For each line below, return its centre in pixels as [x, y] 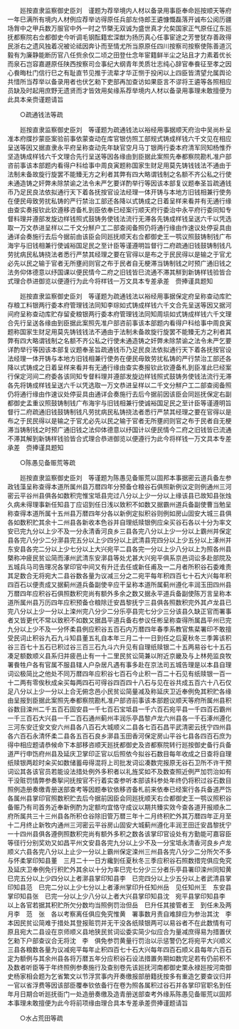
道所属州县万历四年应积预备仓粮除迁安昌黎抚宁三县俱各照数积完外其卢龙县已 [119, 602]
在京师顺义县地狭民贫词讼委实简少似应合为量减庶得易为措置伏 [141, 932]
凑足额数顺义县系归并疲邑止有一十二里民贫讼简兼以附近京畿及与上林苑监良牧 [119, 656]
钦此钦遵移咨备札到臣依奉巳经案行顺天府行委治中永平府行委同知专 [135, 210]
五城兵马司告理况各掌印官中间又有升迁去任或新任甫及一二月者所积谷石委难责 [119, 567]
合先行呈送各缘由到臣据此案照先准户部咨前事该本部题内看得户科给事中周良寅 [119, 323]
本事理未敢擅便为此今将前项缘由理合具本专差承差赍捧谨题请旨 [98, 1003]
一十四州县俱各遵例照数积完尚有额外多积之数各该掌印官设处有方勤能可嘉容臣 [119, 834]
